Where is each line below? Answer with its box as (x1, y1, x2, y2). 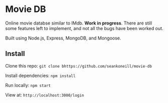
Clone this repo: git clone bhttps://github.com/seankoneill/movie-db (5, 62, 152, 68)
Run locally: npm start (5, 82, 51, 88)
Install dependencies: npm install (5, 72, 76, 78)
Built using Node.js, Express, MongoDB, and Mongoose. (5, 35, 122, 41)
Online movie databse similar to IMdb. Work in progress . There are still (5, 20, 152, 26)
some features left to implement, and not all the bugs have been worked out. (5, 25, 163, 31)
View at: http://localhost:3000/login (5, 91, 85, 98)
